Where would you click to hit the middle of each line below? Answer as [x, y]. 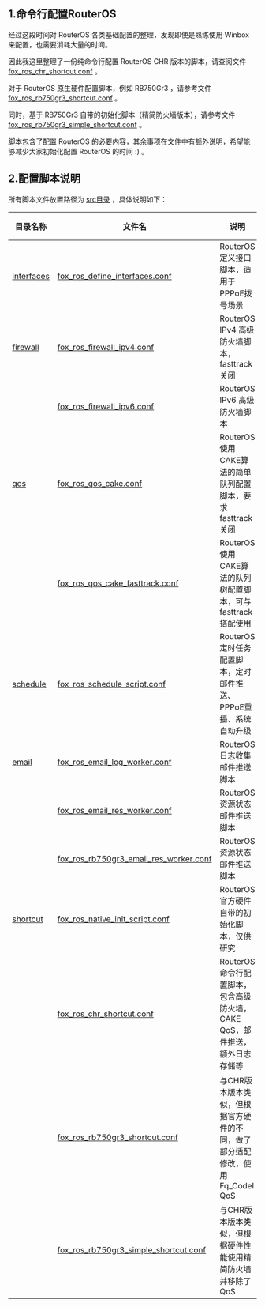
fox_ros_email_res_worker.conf [114, 810]
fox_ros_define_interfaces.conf [114, 276]
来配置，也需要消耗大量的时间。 [60, 44]
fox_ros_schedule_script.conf [112, 684]
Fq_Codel [237, 1185]
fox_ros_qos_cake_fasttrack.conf [118, 583]
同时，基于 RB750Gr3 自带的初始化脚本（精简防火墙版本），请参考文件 [122, 115]
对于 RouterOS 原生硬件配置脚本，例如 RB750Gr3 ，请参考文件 [110, 88]
